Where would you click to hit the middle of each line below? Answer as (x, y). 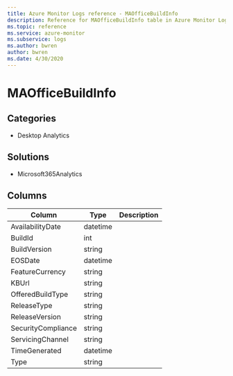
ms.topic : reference (37, 26)
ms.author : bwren (32, 46)
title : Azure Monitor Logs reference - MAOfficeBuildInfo (93, 14)
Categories (32, 119)
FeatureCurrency (38, 272)
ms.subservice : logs (37, 40)
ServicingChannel (40, 339)
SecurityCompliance (44, 328)
